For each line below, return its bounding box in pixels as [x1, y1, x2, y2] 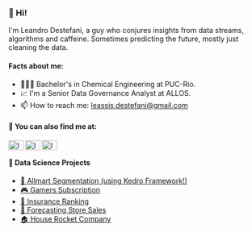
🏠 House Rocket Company [19, 213, 111, 224]
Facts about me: [8, 60, 65, 71]
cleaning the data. [8, 43, 69, 52]
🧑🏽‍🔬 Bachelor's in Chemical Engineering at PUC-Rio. [19, 79, 196, 89]
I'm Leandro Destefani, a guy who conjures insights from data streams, [8, 26, 245, 35]
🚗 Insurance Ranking [19, 197, 90, 206]
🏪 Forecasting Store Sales [19, 205, 107, 214]
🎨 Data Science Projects [8, 158, 90, 168]
